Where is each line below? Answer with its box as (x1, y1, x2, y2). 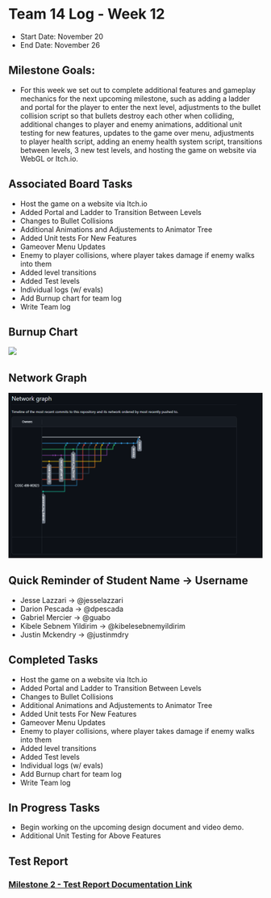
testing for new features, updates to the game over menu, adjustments (19, 128, 255, 137)
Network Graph (8, 371, 87, 385)
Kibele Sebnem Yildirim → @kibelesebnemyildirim (19, 621, 186, 630)
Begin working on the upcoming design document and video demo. (19, 822, 244, 833)
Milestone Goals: (8, 64, 95, 78)
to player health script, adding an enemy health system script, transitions (19, 137, 263, 146)
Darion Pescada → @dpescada (19, 604, 123, 613)
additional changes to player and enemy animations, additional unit (19, 119, 243, 129)
